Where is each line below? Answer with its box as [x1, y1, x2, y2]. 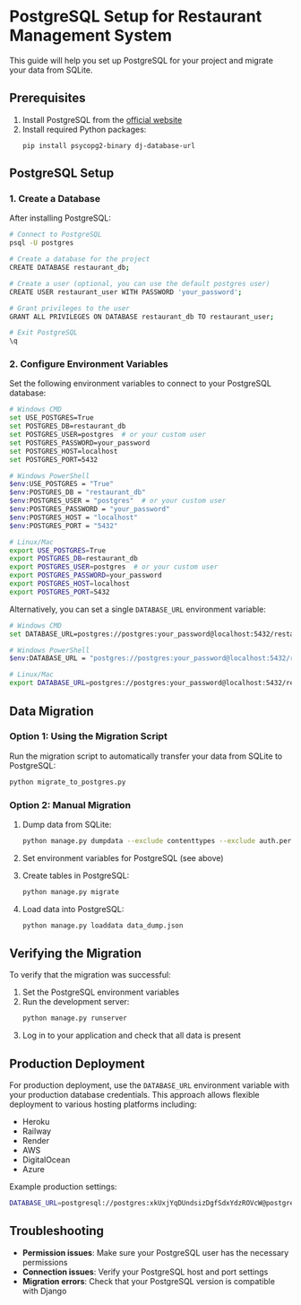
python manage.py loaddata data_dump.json [21, 921, 184, 930]
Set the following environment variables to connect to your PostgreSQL [9, 378, 271, 389]
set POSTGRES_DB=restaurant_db [9, 422, 126, 431]
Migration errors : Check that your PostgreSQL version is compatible [21, 1275, 276, 1286]
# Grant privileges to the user [9, 303, 130, 313]
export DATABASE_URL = [9, 679, 90, 688]
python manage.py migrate [21, 887, 119, 896]
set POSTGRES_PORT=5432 [9, 455, 99, 464]
